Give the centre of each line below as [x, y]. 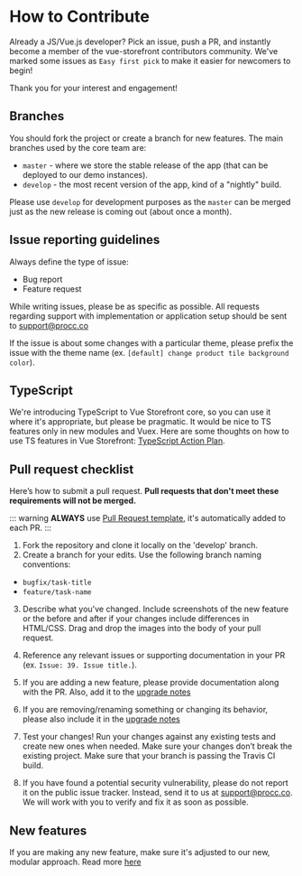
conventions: [46, 564]
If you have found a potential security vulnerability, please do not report [155, 783]
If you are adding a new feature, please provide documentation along [151, 683]
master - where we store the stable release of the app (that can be [145, 165]
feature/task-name [57, 592]
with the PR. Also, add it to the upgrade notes [106, 692]
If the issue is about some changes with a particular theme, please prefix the [151, 343]
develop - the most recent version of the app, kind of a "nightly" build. [152, 184]
